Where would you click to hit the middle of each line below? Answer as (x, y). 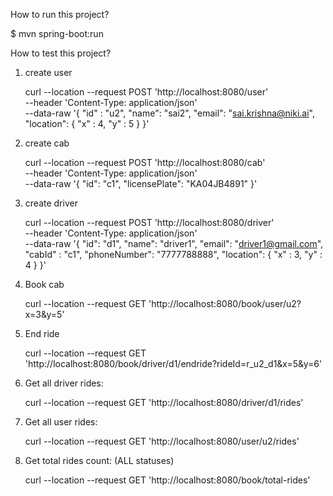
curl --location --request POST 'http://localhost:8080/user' (146, 92)
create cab (47, 143)
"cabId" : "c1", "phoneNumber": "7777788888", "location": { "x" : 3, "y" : (173, 254)
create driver (51, 203)
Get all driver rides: (64, 383)
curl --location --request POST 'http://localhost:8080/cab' (145, 162)
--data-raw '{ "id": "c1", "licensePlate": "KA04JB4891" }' (141, 183)
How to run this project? (60, 14)
